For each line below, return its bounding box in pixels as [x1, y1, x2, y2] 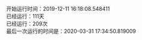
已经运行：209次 [6, 20, 48, 27]
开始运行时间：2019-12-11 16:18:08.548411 [6, 5, 110, 12]
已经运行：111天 [6, 13, 45, 20]
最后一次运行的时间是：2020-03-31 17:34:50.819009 [6, 27, 137, 35]
